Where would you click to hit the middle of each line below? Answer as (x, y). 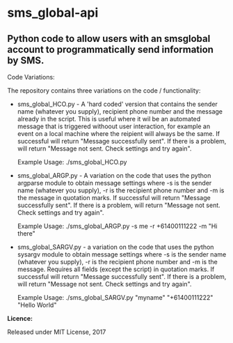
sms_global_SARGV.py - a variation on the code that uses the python (115, 247)
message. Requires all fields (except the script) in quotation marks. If (116, 269)
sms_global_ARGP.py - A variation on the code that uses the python (114, 175)
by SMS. (26, 60)
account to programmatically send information (111, 49)
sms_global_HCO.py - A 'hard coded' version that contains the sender (117, 104)
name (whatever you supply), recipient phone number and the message (120, 112)
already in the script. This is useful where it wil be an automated (109, 119)
